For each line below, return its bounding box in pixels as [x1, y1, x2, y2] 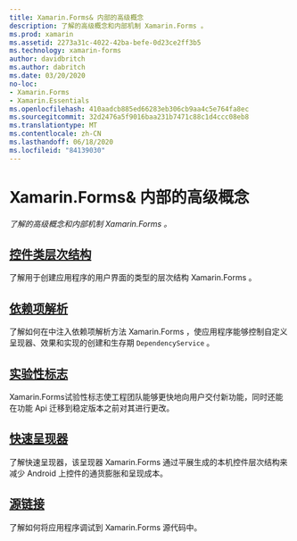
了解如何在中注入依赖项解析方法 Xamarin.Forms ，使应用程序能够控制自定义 [9, 327, 288, 337]
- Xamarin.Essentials [9, 96, 90, 105]
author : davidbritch [9, 54, 87, 63]
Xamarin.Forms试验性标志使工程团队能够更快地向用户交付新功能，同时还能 [9, 392, 284, 402]
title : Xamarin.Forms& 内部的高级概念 [9, 12, 144, 22]
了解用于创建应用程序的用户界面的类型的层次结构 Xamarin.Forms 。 [9, 272, 257, 283]
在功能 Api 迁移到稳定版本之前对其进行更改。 [9, 403, 175, 413]
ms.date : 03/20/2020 [9, 71, 87, 80]
